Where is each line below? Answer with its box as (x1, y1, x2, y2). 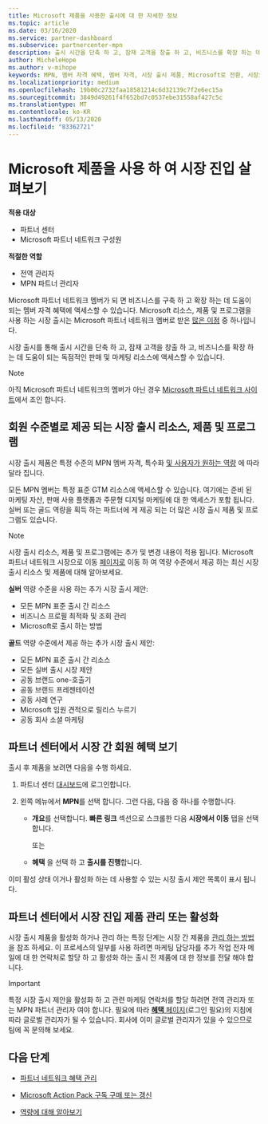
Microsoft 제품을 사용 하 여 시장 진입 (8, 160, 235, 178)
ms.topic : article (8, 19, 69, 27)
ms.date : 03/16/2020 (8, 26, 77, 34)
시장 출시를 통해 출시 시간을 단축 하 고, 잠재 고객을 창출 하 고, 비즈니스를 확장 (8, 342, 246, 352)
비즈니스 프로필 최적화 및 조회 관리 (19, 611, 127, 621)
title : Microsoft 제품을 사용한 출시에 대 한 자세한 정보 (8, 11, 178, 20)
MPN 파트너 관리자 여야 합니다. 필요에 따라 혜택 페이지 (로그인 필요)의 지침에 (16, 1005, 253, 1015)
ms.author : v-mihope (8, 64, 77, 72)
